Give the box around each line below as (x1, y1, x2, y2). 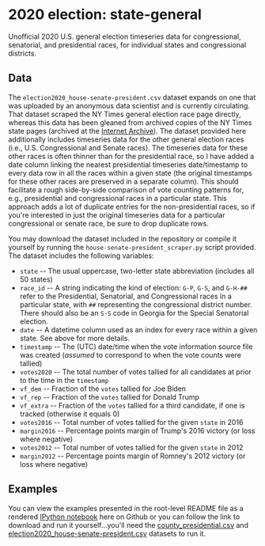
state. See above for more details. (19, 333, 131, 343)
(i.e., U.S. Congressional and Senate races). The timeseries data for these (8, 142, 248, 152)
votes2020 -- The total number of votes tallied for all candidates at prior (19, 366, 252, 377)
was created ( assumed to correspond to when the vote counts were (19, 350, 242, 359)
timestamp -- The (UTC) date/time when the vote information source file (19, 342, 253, 351)
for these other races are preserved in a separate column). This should (8, 176, 239, 186)
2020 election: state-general (8, 6, 202, 24)
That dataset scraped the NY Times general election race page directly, (8, 109, 241, 119)
